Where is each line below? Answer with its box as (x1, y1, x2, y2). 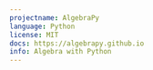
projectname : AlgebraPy (9, 13, 100, 23)
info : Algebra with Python (9, 47, 112, 56)
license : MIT (9, 30, 59, 39)
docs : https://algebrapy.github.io (9, 38, 145, 48)
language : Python (9, 22, 76, 31)
